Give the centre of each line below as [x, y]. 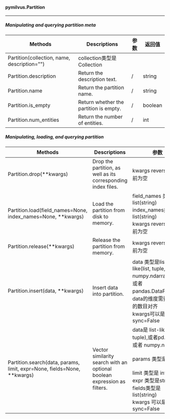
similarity [103, 356]
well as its [104, 174]
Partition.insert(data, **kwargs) [46, 291]
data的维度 [145, 299]
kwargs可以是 [149, 314]
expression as [109, 381]
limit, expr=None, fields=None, [44, 369]
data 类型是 [146, 262]
